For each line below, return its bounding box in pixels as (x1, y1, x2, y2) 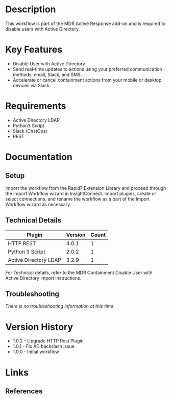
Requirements (5, 101, 66, 112)
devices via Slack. (12, 82, 51, 88)
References (5, 387, 43, 395)
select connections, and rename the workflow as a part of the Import (5, 195, 150, 202)
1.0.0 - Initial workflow (12, 348, 59, 355)
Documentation (5, 152, 73, 163)
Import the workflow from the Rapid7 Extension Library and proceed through (5, 185, 166, 191)
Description (5, 4, 56, 15)
